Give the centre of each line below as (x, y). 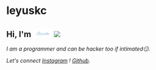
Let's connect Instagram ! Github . (48, 61)
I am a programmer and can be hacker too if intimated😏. (78, 49)
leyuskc (27, 11)
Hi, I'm (19, 34)
